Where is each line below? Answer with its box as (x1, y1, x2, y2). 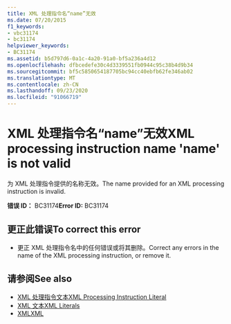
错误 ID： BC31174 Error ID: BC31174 (7, 201, 109, 210)
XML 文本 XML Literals (17, 301, 80, 309)
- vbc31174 (7, 29, 39, 37)
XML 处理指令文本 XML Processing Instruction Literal (17, 292, 167, 301)
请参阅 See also (7, 273, 73, 285)
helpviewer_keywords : (7, 42, 70, 49)
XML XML (17, 309, 44, 317)
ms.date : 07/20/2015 (7, 17, 67, 24)
